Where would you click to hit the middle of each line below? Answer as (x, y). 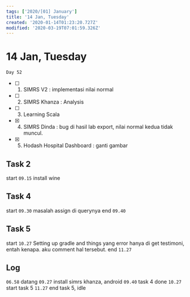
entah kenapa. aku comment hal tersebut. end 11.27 (69, 249)
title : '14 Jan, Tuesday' (38, 17)
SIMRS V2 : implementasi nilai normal (68, 90)
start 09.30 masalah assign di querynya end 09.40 (66, 210)
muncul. (33, 133)
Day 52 (14, 73)
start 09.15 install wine (33, 178)
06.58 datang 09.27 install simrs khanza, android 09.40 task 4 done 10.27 (94, 282)
